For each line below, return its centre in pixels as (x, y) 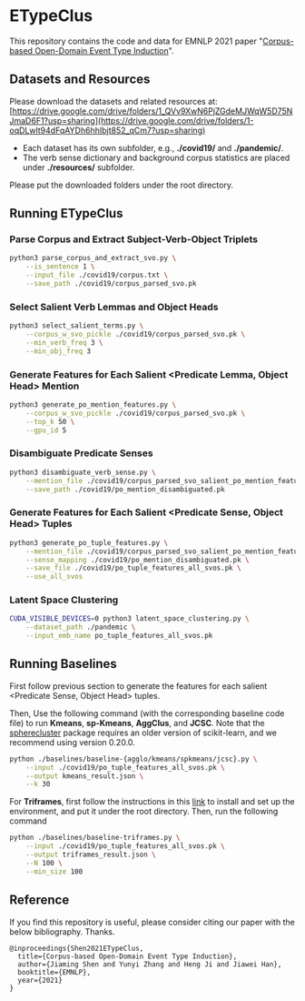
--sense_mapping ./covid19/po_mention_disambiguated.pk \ (138, 560)
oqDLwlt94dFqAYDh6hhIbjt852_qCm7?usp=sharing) (108, 130)
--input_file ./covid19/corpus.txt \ (97, 275)
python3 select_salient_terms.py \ (77, 326)
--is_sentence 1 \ (60, 267)
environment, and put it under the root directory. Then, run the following (144, 812)
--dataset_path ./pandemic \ (81, 627)
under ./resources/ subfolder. (79, 167)
